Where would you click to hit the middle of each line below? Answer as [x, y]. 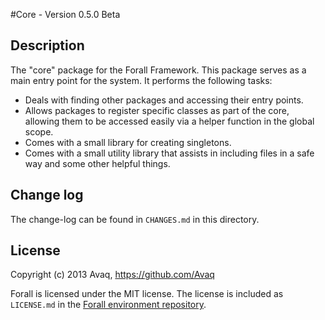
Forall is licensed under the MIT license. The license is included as [147, 294]
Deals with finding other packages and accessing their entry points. [164, 100]
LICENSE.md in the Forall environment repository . [108, 305]
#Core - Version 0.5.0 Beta [65, 14]
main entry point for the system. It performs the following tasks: [141, 80]
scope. [39, 131]
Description [47, 45]
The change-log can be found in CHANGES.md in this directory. [135, 219]
